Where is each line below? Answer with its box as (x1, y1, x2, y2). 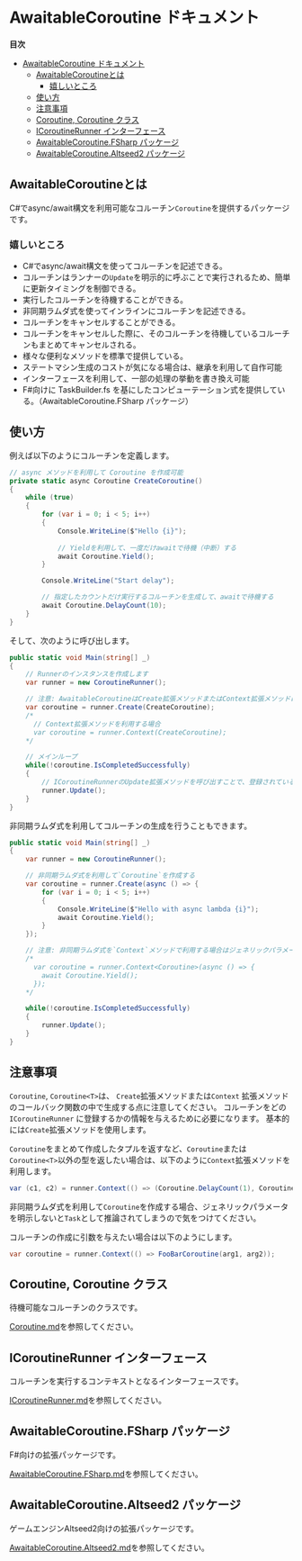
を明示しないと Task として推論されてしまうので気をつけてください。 (9, 1212, 262, 1223)
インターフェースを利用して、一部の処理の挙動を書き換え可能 (22, 374, 250, 384)
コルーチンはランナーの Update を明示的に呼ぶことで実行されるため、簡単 (22, 272, 291, 283)
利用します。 (9, 1166, 57, 1177)
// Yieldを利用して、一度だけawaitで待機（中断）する (57, 543, 236, 553)
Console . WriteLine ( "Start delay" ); (41, 576, 175, 585)
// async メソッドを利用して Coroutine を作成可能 (9, 468, 184, 477)
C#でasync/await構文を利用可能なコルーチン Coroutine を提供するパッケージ (9, 203, 290, 213)
